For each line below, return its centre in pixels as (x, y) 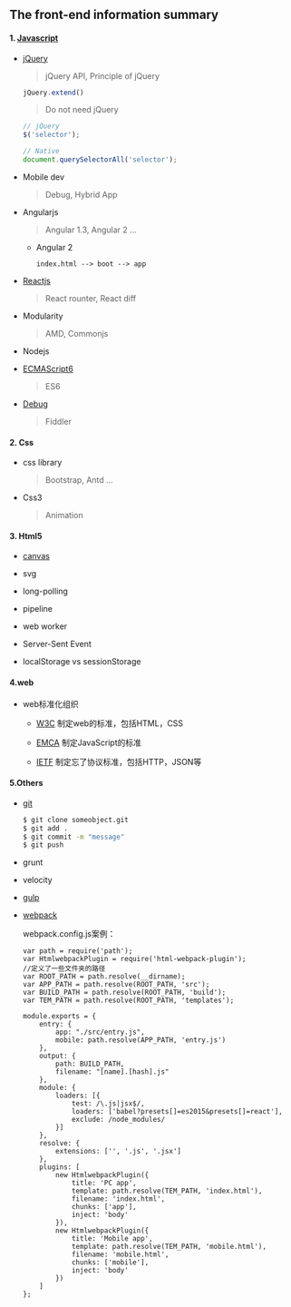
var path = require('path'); (78, 951)
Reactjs (37, 280)
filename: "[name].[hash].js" (112, 1072)
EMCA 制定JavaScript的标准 (89, 742)
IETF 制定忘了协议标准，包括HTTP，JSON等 (119, 762)
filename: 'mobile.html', (120, 1255)
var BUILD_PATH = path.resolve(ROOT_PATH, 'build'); (124, 993)
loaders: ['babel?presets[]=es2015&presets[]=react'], (177, 1112)
